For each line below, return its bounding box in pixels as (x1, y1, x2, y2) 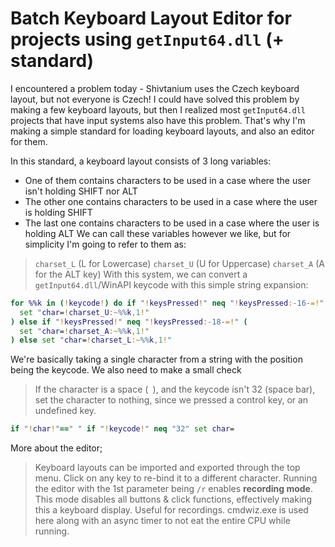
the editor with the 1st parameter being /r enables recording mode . (34, 483, 313, 495)
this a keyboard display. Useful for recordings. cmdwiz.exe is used (34, 504, 309, 516)
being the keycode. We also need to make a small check (10, 364, 242, 376)
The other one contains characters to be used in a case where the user (24, 195, 318, 207)
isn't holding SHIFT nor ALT (24, 185, 138, 197)
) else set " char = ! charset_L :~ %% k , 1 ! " (10, 335, 172, 346)
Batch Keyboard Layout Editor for (10, 7, 292, 30)
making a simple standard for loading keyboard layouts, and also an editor (10, 125, 315, 137)
